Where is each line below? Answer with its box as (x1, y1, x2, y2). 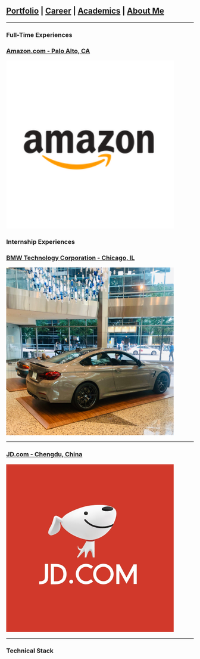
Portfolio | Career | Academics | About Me (6, 6, 165, 16)
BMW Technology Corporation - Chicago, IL (6, 253, 135, 262)
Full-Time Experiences (6, 30, 73, 39)
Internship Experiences (6, 237, 76, 246)
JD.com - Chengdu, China (6, 450, 83, 459)
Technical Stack (6, 646, 54, 655)
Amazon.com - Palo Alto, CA (6, 47, 90, 55)
